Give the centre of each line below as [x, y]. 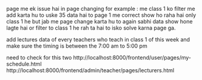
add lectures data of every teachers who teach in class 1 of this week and [98, 39]
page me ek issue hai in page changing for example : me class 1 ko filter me [101, 9]
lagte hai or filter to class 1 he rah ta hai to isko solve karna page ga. [91, 28]
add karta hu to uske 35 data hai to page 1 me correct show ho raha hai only [101, 15]
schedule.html [24, 64]
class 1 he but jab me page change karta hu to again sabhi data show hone [99, 21]
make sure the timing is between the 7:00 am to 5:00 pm [77, 46]
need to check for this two [39, 57]
